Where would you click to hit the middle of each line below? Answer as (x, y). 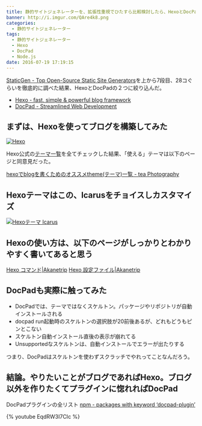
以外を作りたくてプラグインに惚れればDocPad (92, 389)
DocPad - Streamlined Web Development (66, 106)
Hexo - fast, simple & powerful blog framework (73, 99)
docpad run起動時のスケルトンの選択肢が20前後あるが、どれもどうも (101, 321)
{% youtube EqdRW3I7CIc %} (43, 416)
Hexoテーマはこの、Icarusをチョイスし (79, 195)
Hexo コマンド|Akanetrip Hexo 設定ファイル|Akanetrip (73, 269)
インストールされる (39, 313)
